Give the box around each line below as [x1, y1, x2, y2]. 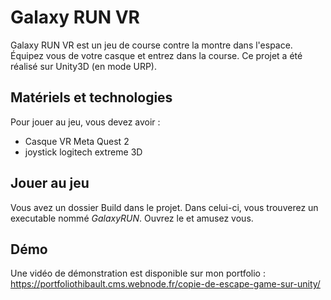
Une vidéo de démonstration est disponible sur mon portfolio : [10, 267, 266, 280]
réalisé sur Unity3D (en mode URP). [10, 60, 157, 72]
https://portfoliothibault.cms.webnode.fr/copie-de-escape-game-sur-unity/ [10, 278, 321, 290]
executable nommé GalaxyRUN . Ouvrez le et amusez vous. [10, 212, 254, 224]
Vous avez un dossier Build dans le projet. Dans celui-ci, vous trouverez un [10, 201, 319, 213]
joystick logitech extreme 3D [24, 146, 143, 158]
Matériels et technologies [10, 89, 173, 106]
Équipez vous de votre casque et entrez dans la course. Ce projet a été [10, 49, 303, 61]
